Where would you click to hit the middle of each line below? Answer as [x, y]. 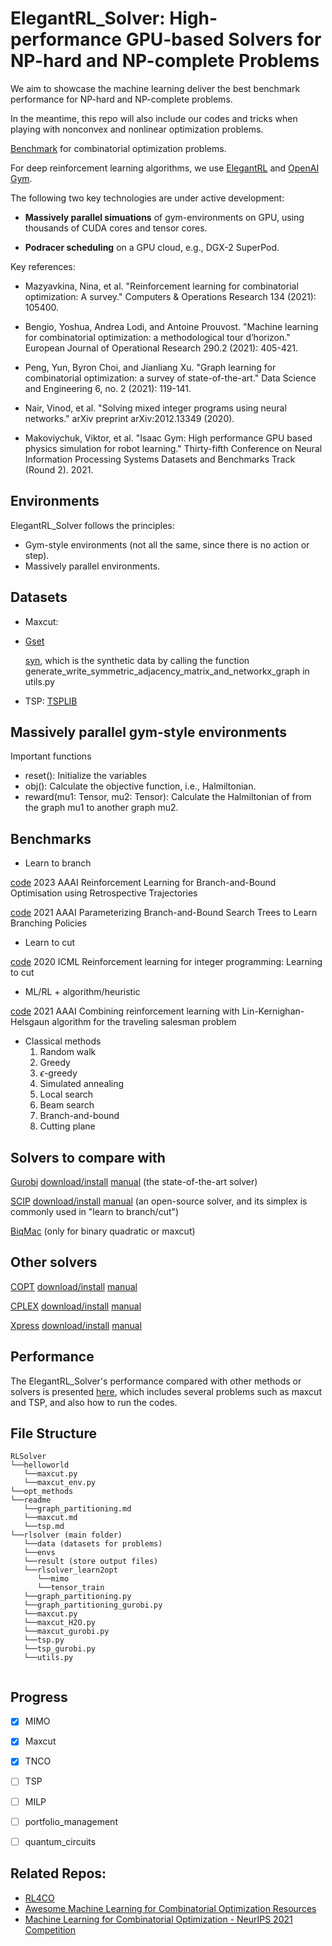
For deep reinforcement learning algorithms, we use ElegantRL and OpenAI [165, 168]
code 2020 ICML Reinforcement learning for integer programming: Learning [166, 962]
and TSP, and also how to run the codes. [94, 1402]
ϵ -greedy [58, 1073]
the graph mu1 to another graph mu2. [101, 808]
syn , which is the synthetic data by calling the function [137, 660]
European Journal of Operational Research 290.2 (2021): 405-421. [161, 348]
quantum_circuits [60, 1841]
